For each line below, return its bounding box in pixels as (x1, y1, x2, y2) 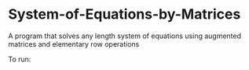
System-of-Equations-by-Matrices (8, 5, 241, 23)
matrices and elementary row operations (8, 39, 140, 48)
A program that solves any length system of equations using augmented (8, 31, 242, 40)
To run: (8, 54, 31, 64)
